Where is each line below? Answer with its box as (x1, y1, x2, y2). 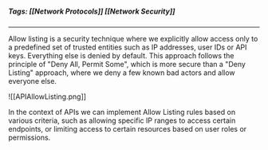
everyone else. (8, 76, 57, 85)
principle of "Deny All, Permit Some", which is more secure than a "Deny (8, 59, 246, 69)
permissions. (8, 132, 51, 142)
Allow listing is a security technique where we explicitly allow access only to (8, 34, 258, 43)
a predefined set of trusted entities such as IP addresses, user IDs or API (8, 42, 247, 52)
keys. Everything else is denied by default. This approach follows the (8, 50, 235, 60)
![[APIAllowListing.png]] (8, 92, 86, 101)
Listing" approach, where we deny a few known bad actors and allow (8, 68, 235, 77)
